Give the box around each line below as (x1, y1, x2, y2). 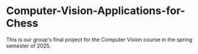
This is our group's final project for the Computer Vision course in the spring (6, 36, 193, 43)
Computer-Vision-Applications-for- (6, 4, 186, 18)
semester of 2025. (6, 42, 52, 49)
